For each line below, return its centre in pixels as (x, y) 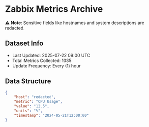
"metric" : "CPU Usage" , (38, 102)
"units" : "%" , (28, 111)
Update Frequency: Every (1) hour (46, 65)
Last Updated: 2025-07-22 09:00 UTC (51, 55)
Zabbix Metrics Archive (54, 9)
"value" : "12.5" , (32, 106)
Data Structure (28, 81)
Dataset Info (24, 44)
